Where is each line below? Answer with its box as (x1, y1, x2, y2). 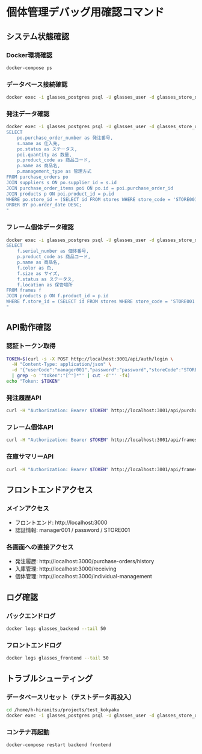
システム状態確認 (6, 31, 70, 42)
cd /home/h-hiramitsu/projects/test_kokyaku (6, 706, 120, 713)
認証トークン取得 (6, 342, 56, 350)
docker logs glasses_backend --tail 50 (6, 626, 106, 632)
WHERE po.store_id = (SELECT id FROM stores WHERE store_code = (6, 196, 171, 202)
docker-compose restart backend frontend (6, 741, 112, 748)
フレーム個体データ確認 (6, 223, 74, 232)
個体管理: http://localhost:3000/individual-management (14, 573, 152, 580)
